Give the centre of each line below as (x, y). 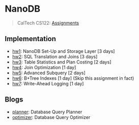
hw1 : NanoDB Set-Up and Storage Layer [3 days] (63, 51)
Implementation (31, 39)
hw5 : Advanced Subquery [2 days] (49, 73)
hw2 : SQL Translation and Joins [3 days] (55, 56)
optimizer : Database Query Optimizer (51, 117)
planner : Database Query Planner (47, 112)
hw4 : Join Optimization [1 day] (44, 67)
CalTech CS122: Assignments (48, 23)
